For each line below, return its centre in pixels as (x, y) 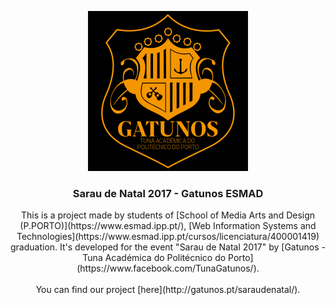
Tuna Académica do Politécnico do (154, 258)
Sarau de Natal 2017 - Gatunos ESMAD (168, 193)
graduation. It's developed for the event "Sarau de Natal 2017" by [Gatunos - (168, 247)
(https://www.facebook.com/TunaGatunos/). (168, 268)
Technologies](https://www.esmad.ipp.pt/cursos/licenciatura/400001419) (168, 237)
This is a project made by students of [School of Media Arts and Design (168, 215)
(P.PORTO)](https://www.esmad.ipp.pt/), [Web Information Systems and (168, 226)
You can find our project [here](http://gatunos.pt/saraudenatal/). (168, 290)
